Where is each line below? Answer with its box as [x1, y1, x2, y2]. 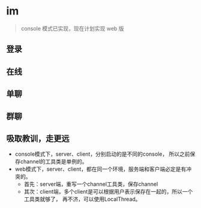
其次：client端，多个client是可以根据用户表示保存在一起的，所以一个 [23, 188, 193, 195]
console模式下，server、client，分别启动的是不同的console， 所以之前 [14, 150, 190, 158]
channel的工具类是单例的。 [20, 158, 88, 165]
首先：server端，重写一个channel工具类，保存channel [23, 180, 158, 188]
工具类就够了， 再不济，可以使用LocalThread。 [23, 195, 141, 203]
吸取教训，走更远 [6, 133, 70, 144]
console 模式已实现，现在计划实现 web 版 [20, 25, 124, 32]
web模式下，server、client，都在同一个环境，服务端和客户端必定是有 [14, 165, 187, 173]
